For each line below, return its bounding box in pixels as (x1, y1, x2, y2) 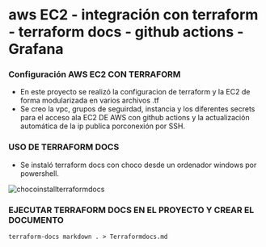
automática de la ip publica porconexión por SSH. (19, 121, 186, 131)
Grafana (8, 40, 64, 58)
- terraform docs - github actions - (8, 23, 244, 41)
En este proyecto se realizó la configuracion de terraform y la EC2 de (19, 87, 251, 97)
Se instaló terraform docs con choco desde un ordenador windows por (19, 160, 257, 170)
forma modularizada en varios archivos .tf (19, 95, 159, 106)
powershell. (19, 168, 59, 178)
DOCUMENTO (8, 214, 65, 225)
